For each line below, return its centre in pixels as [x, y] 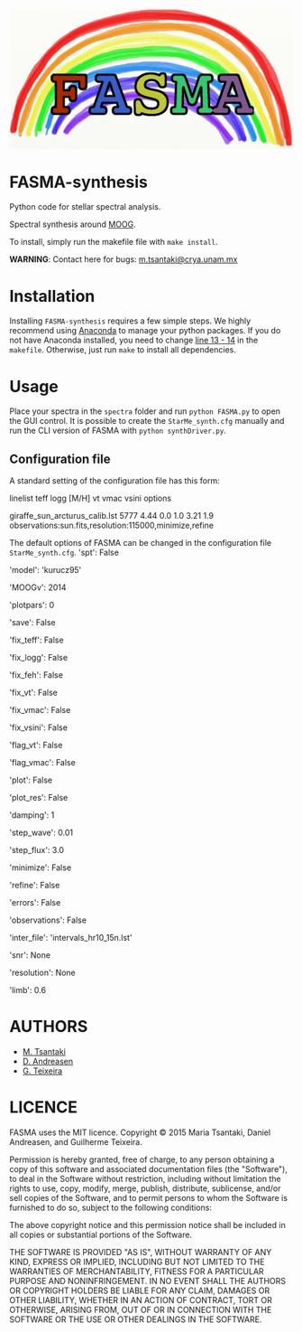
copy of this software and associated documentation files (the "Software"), [149, 1169]
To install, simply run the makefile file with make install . [114, 242]
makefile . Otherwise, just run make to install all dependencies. [123, 350]
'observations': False [48, 920]
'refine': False [35, 886]
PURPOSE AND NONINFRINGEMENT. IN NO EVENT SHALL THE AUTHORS [148, 1281]
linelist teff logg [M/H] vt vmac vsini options [91, 498]
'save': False [32, 623]
